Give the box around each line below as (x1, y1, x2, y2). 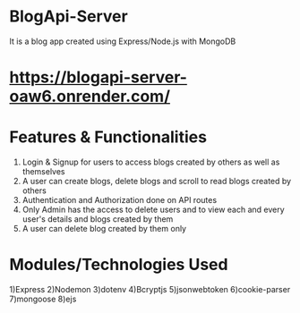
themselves (21, 166, 65, 177)
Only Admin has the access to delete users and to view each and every (21, 204, 285, 216)
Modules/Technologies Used (9, 255, 228, 275)
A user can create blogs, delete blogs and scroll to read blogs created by (21, 176, 292, 187)
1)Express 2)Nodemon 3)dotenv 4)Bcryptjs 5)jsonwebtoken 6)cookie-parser (9, 284, 291, 294)
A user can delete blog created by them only (21, 224, 186, 234)
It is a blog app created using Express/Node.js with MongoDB (9, 36, 236, 47)
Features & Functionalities (9, 127, 208, 148)
